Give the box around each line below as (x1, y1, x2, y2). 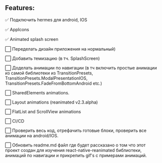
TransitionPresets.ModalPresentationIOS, (5, 75, 88, 81)
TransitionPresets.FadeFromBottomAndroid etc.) (5, 80, 102, 86)
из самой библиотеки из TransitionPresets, (5, 70, 94, 76)
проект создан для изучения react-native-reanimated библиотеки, (5, 147, 142, 153)
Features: (5, 4, 35, 12)
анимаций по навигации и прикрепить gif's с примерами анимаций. (5, 152, 147, 158)
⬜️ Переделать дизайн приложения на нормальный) (5, 46, 116, 52)
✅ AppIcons (5, 26, 29, 32)
